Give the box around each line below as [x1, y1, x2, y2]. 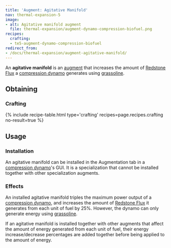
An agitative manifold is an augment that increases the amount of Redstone [5, 65, 166, 71]
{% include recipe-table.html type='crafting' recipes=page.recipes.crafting [5, 112, 163, 118]
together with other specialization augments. [5, 170, 100, 176]
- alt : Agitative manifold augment [5, 22, 81, 27]
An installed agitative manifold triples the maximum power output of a [5, 194, 152, 200]
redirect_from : [5, 46, 38, 51]
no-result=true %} [5, 117, 44, 123]
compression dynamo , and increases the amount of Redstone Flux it [5, 200, 149, 206]
